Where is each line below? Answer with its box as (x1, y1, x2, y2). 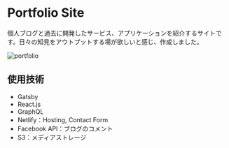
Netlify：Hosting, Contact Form (17, 115, 109, 124)
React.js (17, 100, 41, 108)
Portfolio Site (7, 5, 85, 21)
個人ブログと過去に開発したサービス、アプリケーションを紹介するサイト (7, 29, 216, 37)
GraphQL (17, 107, 44, 116)
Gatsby (17, 92, 39, 101)
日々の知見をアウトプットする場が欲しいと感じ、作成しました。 (18, 37, 203, 46)
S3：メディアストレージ (17, 133, 87, 141)
